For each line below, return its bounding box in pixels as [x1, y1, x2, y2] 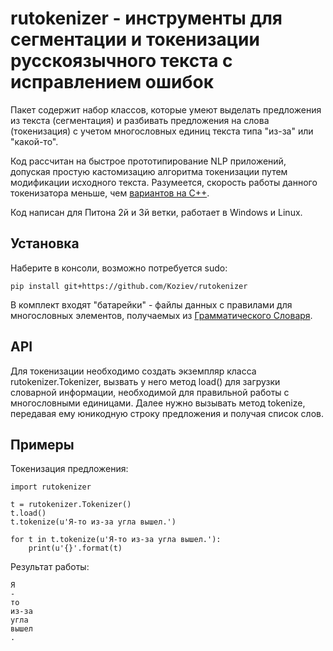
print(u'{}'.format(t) [28, 543, 123, 554]
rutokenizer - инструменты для [10, 7, 283, 30]
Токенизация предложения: [10, 463, 129, 475]
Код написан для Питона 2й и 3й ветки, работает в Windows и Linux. [10, 206, 303, 218]
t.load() [10, 508, 47, 519]
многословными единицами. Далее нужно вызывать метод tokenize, [10, 397, 306, 409]
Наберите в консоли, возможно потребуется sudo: [10, 262, 228, 274]
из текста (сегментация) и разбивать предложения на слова [10, 114, 270, 126]
